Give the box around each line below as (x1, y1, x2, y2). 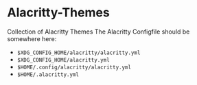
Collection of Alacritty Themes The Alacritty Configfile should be (7, 27, 190, 36)
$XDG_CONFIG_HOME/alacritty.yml (16, 56, 110, 63)
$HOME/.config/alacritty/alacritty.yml (16, 64, 132, 71)
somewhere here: (7, 34, 57, 42)
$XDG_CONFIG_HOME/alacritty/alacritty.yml (16, 49, 141, 56)
